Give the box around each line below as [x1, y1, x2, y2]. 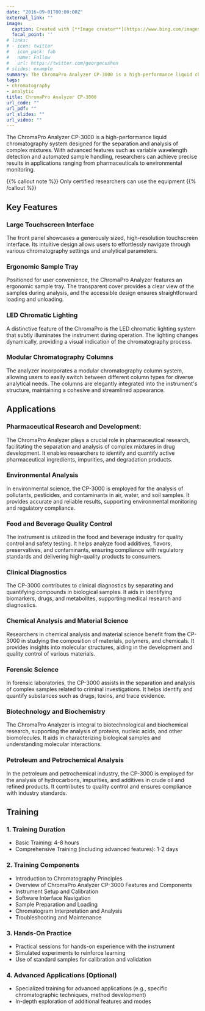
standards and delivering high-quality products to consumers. [6, 553, 162, 560]
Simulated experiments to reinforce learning [15, 949, 126, 956]
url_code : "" [6, 100, 40, 106]
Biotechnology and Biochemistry [6, 707, 106, 716]
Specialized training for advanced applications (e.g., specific [15, 985, 168, 992]
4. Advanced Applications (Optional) [6, 971, 117, 979]
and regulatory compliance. [6, 504, 76, 512]
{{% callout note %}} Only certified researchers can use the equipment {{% [6, 178, 196, 185]
